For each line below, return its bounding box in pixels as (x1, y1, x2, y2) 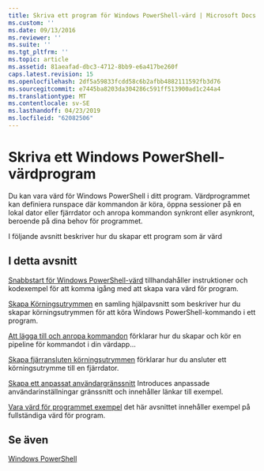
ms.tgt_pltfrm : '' (8, 48, 69, 56)
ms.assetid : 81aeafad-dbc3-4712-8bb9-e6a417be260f (8, 63, 179, 71)
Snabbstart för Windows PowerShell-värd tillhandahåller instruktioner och (8, 275, 248, 285)
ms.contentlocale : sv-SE (8, 99, 90, 107)
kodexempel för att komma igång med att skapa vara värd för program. (8, 283, 239, 293)
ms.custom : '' (8, 19, 55, 27)
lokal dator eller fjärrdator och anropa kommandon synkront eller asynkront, (8, 207, 255, 217)
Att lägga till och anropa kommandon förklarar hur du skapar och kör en (8, 331, 241, 340)
